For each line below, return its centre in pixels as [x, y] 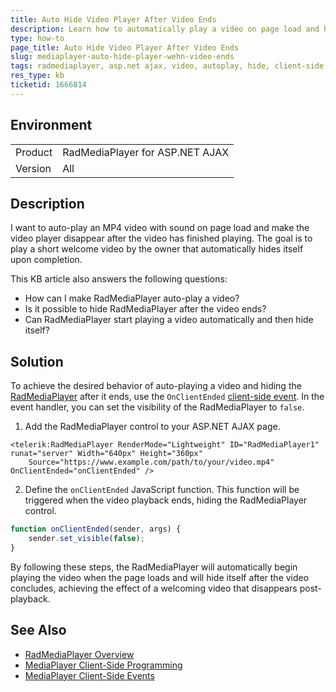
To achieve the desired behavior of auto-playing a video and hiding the [156, 386]
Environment [51, 125]
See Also [38, 630]
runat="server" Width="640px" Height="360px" [106, 454]
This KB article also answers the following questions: [119, 279]
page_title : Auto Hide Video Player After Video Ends [125, 47]
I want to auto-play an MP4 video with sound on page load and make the [160, 228]
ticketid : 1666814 [48, 85]
